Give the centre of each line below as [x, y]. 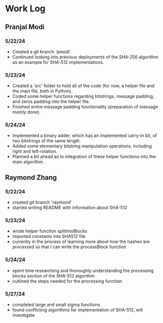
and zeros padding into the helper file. [51, 101]
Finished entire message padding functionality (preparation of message [85, 107]
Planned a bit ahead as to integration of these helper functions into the [84, 157]
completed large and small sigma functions [56, 305]
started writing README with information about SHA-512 [70, 208]
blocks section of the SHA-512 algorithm [53, 276]
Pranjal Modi [25, 27]
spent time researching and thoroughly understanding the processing [83, 271]
